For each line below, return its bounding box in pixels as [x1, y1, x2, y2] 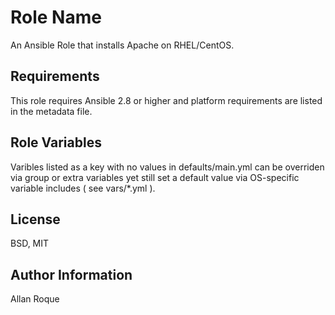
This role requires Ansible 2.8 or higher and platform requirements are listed [10, 94, 323, 106]
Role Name [10, 6, 102, 29]
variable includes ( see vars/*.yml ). [10, 182, 156, 194]
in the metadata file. [10, 105, 93, 117]
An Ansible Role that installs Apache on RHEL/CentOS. [10, 39, 235, 51]
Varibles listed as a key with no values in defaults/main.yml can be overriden [10, 161, 325, 173]
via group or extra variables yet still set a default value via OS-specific [10, 171, 300, 183]
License [10, 211, 61, 228]
